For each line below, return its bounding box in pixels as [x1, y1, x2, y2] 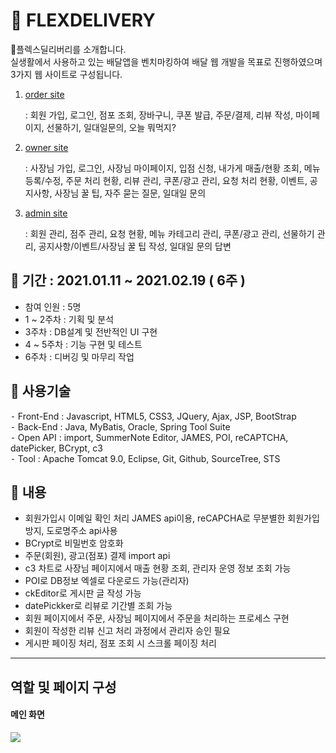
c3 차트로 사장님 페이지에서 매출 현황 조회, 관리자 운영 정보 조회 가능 [24, 562, 292, 574]
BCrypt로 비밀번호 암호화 [24, 537, 124, 549]
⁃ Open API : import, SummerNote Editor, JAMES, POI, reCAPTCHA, [10, 431, 289, 443]
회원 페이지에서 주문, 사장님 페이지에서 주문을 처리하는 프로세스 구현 [24, 612, 290, 624]
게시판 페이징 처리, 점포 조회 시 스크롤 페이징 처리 [24, 637, 217, 649]
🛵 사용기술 [10, 383, 72, 400]
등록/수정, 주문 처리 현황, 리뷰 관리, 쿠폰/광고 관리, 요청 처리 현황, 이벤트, [24, 174, 308, 186]
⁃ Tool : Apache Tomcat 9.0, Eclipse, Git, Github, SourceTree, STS [10, 452, 281, 464]
